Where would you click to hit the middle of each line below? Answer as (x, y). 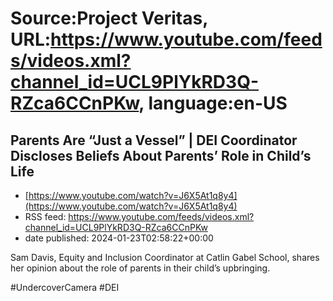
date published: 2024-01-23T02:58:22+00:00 (119, 238)
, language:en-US (213, 103)
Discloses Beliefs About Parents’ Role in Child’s (161, 155)
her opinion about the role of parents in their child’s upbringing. (140, 268)
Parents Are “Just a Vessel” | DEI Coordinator (154, 140)
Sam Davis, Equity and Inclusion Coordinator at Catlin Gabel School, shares (165, 257)
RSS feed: (45, 216)
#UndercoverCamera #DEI (65, 287)
